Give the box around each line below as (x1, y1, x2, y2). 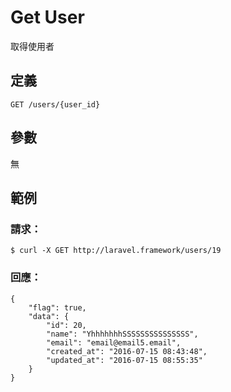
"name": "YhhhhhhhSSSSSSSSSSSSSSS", (46, 329, 199, 339)
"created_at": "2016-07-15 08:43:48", (46, 346, 208, 356)
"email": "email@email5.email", (46, 337, 182, 348)
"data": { (28, 311, 70, 321)
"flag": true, (28, 302, 87, 313)
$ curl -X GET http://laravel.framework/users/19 (10, 246, 222, 256)
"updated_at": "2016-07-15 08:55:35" (46, 355, 203, 365)
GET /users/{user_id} (10, 99, 101, 110)
